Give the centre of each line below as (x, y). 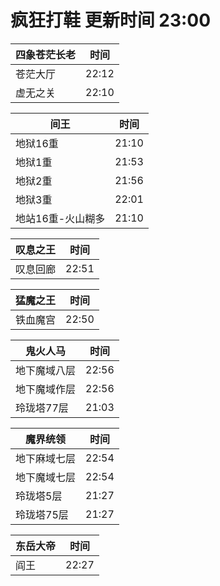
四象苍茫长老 (46, 54)
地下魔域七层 (46, 477)
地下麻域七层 (46, 458)
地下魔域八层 (46, 370)
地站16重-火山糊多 (60, 218)
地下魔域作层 (46, 389)
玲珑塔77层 (42, 408)
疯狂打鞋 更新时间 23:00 (111, 20)
